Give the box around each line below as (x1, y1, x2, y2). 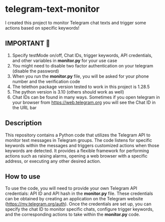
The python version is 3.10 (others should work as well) (12, 89, 125, 95)
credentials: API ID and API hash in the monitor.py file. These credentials (5, 190, 153, 196)
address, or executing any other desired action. (5, 158, 101, 164)
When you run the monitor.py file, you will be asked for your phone (12, 73, 149, 79)
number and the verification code (12, 78, 80, 84)
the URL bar (12, 104, 37, 110)
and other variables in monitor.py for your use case (12, 58, 117, 63)
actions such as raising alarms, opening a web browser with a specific (5, 153, 148, 159)
